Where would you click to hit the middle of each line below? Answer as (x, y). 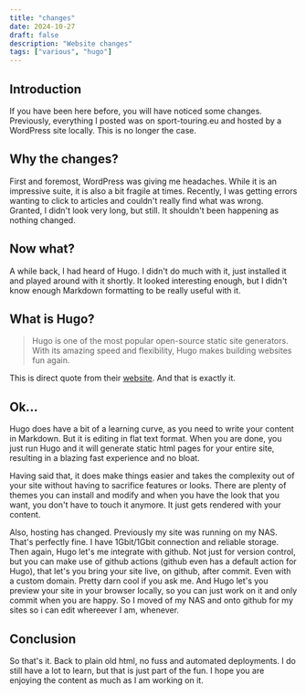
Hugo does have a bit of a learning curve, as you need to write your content (152, 429)
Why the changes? (64, 160)
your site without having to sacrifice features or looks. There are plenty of (148, 486)
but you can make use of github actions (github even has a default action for (153, 561)
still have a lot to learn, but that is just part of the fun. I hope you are (137, 670)
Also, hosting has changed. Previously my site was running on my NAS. (144, 532)
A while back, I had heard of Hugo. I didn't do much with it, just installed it (148, 271)
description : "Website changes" (71, 43)
